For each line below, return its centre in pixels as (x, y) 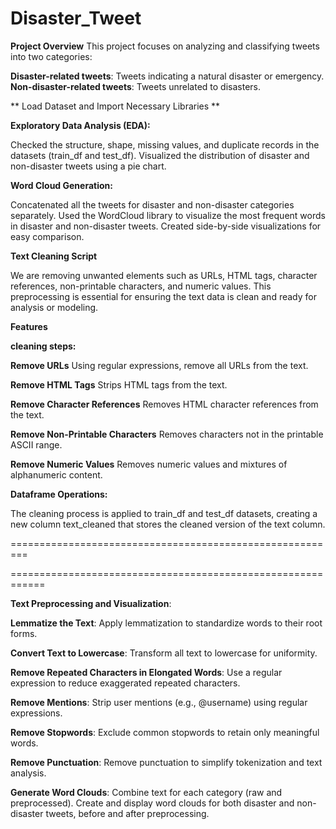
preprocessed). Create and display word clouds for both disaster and (152, 803)
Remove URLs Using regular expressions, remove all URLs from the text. (159, 365)
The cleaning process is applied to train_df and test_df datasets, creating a (164, 513)
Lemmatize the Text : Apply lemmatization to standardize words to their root (166, 623)
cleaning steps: (43, 346)
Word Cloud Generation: (61, 185)
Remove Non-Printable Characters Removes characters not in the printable (167, 434)
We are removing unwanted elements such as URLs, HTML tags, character (164, 275)
